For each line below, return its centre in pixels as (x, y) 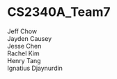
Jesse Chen (24, 46)
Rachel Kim (23, 53)
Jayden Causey (30, 38)
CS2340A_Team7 (59, 12)
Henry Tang (24, 60)
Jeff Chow (22, 31)
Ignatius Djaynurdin (35, 68)
